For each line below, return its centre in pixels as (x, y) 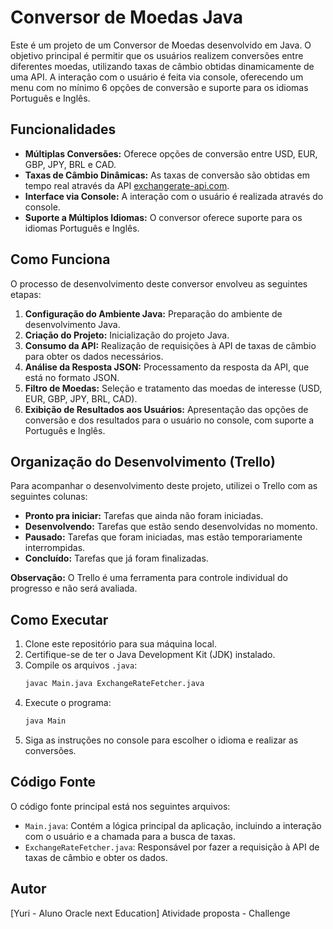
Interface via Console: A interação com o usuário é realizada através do (174, 196)
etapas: (26, 294)
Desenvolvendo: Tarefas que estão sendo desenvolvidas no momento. (171, 527)
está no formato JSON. (72, 377)
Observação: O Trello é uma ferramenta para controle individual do (149, 578)
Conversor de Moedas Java (127, 17)
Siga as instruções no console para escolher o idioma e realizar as (161, 740)
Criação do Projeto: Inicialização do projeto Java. (127, 335)
